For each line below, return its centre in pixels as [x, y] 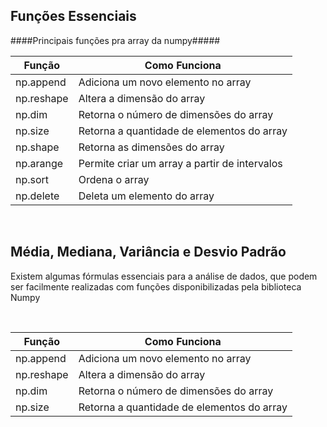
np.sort [32, 179]
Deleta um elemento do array [146, 196]
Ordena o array [114, 179]
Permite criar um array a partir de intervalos [180, 163]
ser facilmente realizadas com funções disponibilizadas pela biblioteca [156, 286]
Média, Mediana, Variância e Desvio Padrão [148, 252]
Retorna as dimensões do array [151, 147]
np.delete [37, 196]
